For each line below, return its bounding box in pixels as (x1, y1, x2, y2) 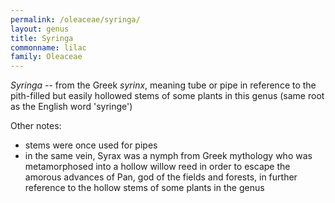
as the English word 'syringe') (10, 101, 133, 113)
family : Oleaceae (10, 52, 83, 62)
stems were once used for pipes (24, 139, 158, 151)
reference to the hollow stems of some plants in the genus (24, 182, 265, 194)
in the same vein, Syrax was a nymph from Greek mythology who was (24, 150, 313, 162)
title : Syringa (10, 33, 74, 43)
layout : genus (10, 24, 70, 34)
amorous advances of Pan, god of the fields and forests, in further (24, 171, 298, 183)
